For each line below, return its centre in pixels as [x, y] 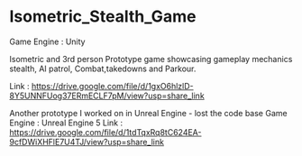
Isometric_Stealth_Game [103, 17]
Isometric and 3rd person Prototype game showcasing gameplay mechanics [151, 59]
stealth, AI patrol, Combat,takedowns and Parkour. [103, 69]
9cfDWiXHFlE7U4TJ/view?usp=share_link [87, 142]
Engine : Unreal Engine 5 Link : [66, 123]
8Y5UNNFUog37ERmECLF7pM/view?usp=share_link [107, 96]
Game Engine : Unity [47, 41]
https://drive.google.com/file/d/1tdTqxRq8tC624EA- [105, 132]
